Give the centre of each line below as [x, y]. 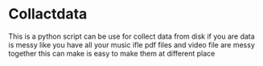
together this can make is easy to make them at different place [112, 53]
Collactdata [48, 14]
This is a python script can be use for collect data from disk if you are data [131, 36]
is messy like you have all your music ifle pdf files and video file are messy [132, 44]
